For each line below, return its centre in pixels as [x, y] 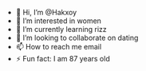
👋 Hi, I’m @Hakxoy [46, 12]
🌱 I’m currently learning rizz [61, 29]
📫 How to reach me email [59, 47]
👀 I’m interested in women [59, 21]
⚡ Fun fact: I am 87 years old [63, 59]
